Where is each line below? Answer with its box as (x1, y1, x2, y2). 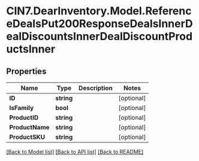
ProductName (9, 123, 50, 131)
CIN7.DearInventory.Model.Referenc (6, 4, 192, 18)
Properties (6, 66, 47, 76)
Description (79, 84, 113, 92)
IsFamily (9, 104, 34, 112)
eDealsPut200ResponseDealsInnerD (6, 17, 193, 31)
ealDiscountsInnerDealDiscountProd (6, 30, 193, 43)
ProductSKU (9, 133, 46, 141)
